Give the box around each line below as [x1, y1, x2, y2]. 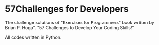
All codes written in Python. [5, 34, 62, 40]
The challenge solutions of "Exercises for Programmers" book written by [5, 20, 155, 25]
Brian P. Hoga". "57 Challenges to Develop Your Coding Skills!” [5, 24, 134, 30]
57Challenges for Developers [5, 3, 129, 15]
